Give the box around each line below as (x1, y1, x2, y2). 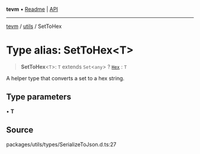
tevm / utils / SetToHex (6, 23, 62, 30)
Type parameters (6, 92, 71, 102)
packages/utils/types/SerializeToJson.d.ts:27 (6, 140, 117, 148)
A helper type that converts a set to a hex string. (6, 74, 125, 81)
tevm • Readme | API (6, 6, 58, 12)
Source (6, 125, 34, 135)
